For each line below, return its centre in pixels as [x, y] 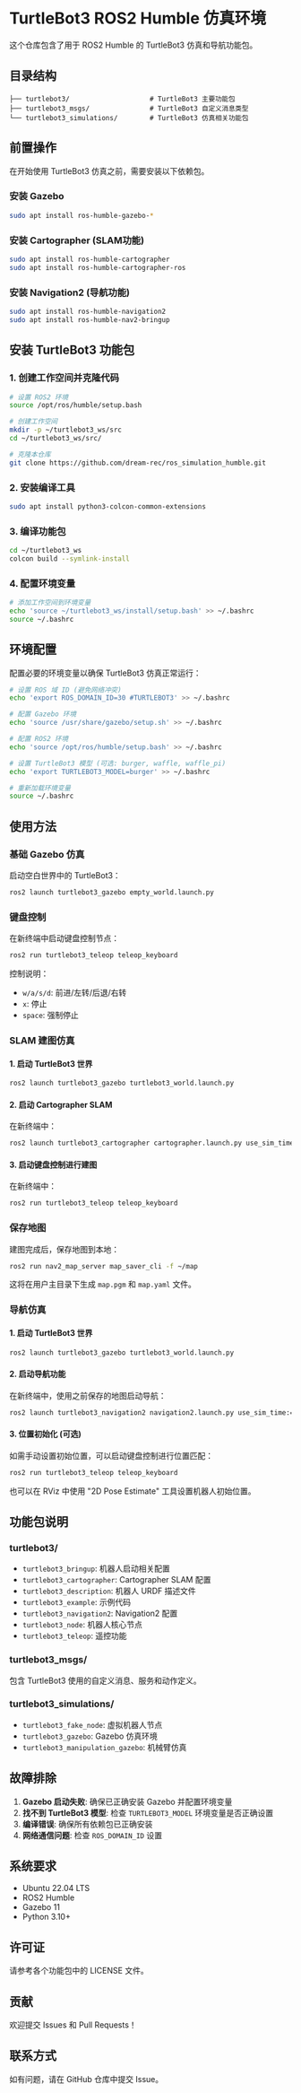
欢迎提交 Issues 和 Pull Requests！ [73, 2025]
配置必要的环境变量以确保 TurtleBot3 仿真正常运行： [105, 673]
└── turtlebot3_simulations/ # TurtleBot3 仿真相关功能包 [129, 118]
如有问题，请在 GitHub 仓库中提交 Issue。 [86, 2079]
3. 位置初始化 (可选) [46, 1434]
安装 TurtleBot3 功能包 [72, 350]
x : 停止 [34, 1004]
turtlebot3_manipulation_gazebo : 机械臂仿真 [104, 1747]
